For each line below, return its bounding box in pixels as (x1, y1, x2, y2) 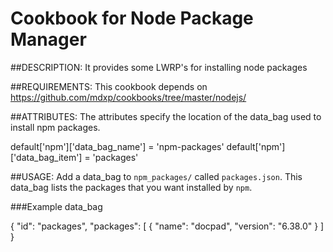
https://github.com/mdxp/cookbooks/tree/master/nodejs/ (10, 91, 247, 103)
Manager (10, 28, 87, 51)
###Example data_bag (10, 200, 103, 212)
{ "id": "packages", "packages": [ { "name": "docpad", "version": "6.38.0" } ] (10, 220, 325, 232)
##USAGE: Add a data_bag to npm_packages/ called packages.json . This (10, 170, 303, 182)
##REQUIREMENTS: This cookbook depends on (10, 80, 208, 92)
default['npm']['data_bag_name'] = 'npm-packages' (10, 140, 225, 152)
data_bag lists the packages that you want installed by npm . (10, 181, 253, 193)
